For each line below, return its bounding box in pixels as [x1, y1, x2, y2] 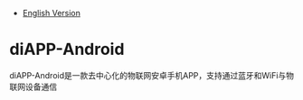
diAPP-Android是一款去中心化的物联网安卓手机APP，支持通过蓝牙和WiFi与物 [9, 69, 295, 80]
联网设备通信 [9, 81, 57, 92]
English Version [22, 8, 81, 18]
